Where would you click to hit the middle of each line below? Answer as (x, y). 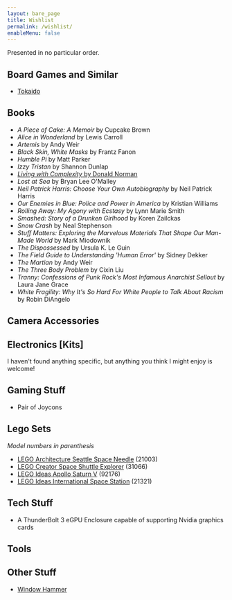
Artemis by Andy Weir (48, 144)
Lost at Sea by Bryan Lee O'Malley (66, 181)
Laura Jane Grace (43, 284)
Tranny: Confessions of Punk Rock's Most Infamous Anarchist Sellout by (121, 277)
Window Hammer (42, 589)
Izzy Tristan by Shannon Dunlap (63, 166)
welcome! (21, 369)
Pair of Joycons (39, 407)
